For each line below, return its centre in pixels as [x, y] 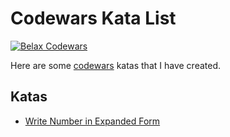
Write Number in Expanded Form [92, 121]
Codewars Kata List [93, 18]
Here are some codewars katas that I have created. [116, 65]
